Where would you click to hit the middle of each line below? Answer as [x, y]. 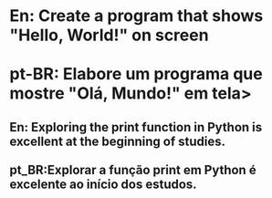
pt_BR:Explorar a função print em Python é [133, 170]
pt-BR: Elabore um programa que [136, 74]
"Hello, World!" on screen [109, 35]
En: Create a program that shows [136, 16]
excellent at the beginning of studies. [118, 141]
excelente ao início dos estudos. [104, 184]
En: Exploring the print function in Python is [136, 127]
